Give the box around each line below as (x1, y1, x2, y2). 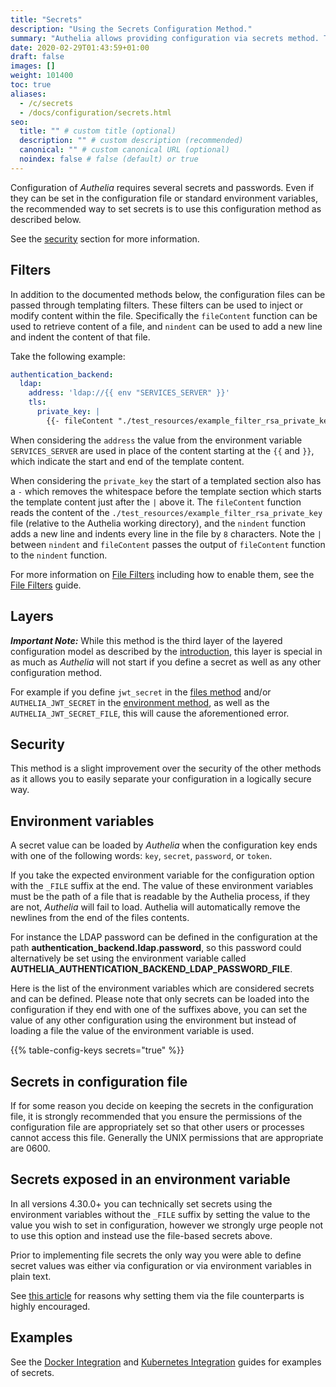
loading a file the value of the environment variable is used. (10, 1025, 255, 1037)
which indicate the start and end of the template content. (10, 455, 245, 467)
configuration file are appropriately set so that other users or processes (10, 1121, 305, 1133)
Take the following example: (10, 350, 126, 362)
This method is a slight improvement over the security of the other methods (10, 762, 322, 775)
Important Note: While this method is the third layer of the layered (10, 634, 283, 646)
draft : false (10, 52, 65, 62)
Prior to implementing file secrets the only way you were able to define (10, 1249, 302, 1261)
